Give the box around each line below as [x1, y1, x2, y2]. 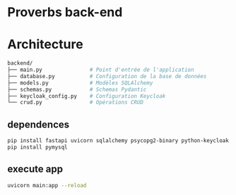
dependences [7, 118, 70, 130]
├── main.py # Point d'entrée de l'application [7, 66, 194, 73]
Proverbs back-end [7, 4, 123, 20]
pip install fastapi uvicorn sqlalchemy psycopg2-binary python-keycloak [7, 137, 230, 144]
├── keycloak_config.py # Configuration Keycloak [7, 92, 166, 99]
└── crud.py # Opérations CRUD [7, 99, 143, 106]
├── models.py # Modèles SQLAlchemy [7, 79, 153, 87]
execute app [7, 163, 64, 175]
